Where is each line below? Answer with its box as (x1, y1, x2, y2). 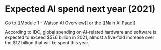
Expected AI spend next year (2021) (5, 3, 156, 15)
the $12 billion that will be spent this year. (5, 39, 89, 45)
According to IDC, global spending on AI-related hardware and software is (5, 29, 157, 35)
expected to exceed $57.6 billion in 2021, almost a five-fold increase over (5, 34, 155, 40)
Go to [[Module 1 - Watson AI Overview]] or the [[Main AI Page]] (5, 20, 136, 25)
